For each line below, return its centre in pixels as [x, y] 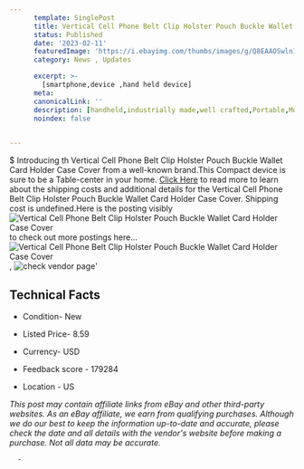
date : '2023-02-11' [70, 43]
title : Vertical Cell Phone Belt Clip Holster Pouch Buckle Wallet [163, 26]
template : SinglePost [74, 18]
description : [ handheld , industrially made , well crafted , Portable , [161, 110]
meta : [43, 93]
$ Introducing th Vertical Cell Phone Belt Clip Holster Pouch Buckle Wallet [146, 160]
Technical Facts [55, 295]
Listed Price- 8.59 [56, 334]
